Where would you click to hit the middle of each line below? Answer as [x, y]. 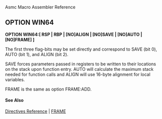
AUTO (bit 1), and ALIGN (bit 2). [37, 54]
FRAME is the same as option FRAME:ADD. [48, 89]
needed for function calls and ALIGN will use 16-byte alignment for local [78, 74]
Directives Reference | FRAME [36, 111]
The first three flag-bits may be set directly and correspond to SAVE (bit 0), [81, 49]
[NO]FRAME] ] [20, 39]
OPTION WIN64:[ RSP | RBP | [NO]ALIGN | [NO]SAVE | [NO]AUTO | [74, 34]
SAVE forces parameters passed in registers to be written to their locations [81, 64]
